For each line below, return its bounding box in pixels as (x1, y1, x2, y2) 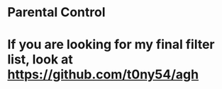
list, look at (7, 52, 73, 68)
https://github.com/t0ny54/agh (7, 66, 199, 83)
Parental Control (7, 4, 106, 20)
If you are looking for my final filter (7, 37, 215, 53)
